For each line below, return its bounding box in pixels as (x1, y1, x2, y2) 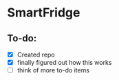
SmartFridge (7, 5, 80, 21)
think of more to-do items (17, 66, 90, 74)
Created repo (17, 50, 55, 59)
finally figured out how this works (17, 59, 112, 67)
